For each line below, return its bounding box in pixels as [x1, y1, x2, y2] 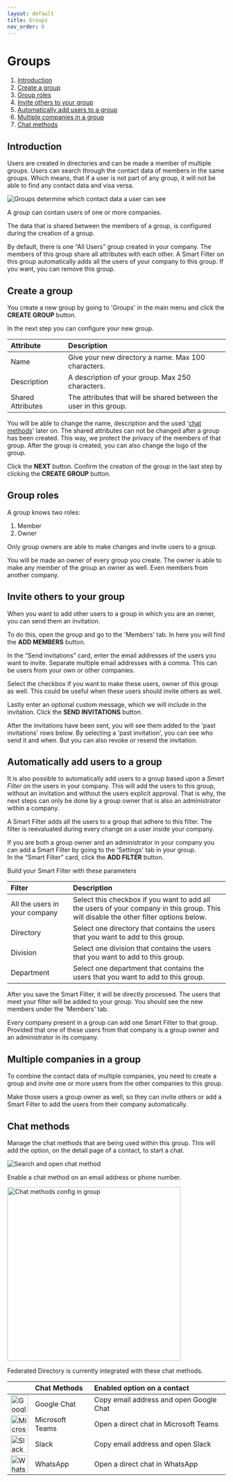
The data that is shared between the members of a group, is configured [7, 222, 212, 230]
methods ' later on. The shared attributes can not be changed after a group [7, 426, 220, 435]
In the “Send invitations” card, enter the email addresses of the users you [7, 651, 216, 660]
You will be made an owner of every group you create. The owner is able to [7, 556, 222, 564]
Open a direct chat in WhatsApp [94, 1459, 198, 1469]
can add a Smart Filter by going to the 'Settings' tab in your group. [7, 846, 196, 854]
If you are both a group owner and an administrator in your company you [7, 838, 215, 847]
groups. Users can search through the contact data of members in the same [7, 166, 225, 175]
